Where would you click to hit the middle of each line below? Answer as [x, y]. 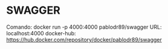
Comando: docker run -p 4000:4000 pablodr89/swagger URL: [84, 27]
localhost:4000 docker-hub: [41, 33]
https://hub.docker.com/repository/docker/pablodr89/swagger [84, 39]
